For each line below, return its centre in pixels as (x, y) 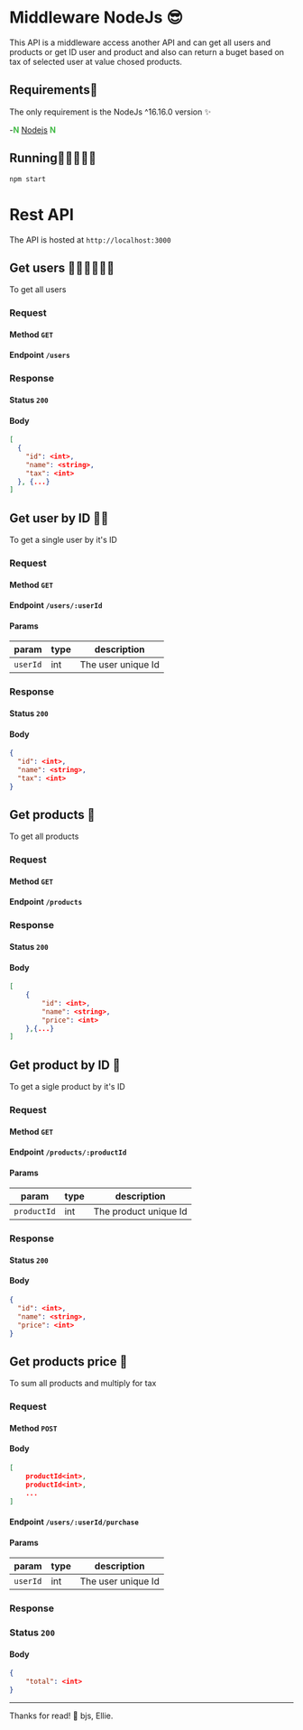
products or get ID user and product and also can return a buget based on (147, 51)
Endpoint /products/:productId (68, 1152)
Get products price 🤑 (69, 1362)
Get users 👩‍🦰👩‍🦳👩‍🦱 (62, 267)
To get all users (38, 290)
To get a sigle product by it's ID (68, 1087)
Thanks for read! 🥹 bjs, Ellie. (61, 1716)
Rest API (42, 214)
